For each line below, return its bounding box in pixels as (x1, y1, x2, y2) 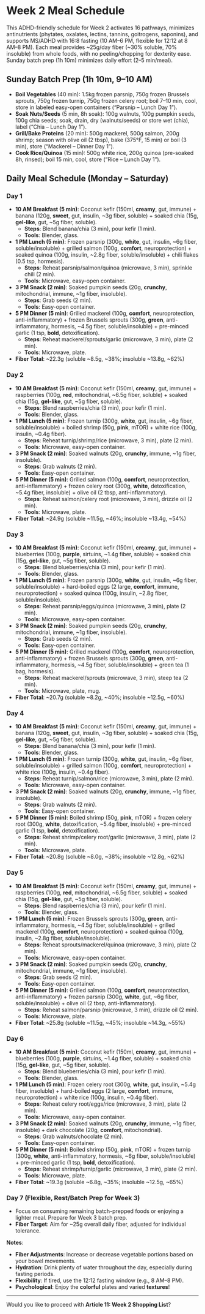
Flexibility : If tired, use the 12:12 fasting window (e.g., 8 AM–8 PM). (15, 1277, 184, 1284)
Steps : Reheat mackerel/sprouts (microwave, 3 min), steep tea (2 (24, 674, 189, 682)
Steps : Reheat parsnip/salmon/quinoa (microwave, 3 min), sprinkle (24, 264, 193, 271)
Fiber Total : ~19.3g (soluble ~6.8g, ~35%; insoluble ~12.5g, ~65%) (15, 1178, 184, 1185)
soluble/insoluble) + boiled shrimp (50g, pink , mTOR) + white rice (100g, (15, 423, 197, 431)
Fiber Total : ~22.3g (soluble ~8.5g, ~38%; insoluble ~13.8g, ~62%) (15, 355, 185, 363)
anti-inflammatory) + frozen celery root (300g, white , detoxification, (15, 482, 187, 489)
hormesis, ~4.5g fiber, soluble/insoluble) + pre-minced (51, 323, 189, 330)
